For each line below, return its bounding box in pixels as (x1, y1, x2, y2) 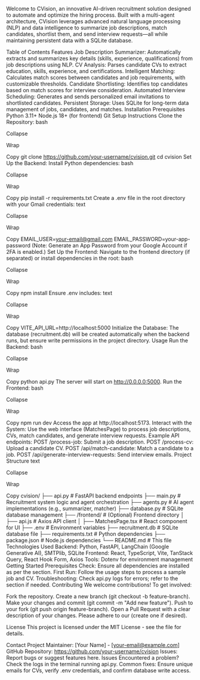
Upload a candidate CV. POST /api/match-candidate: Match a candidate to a (6, 445, 194, 451)
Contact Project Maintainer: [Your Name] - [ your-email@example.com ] (6, 642, 180, 648)
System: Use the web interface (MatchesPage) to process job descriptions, (6, 426, 191, 433)
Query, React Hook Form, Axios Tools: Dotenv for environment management (6, 556, 193, 563)
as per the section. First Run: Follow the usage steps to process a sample (6, 569, 186, 575)
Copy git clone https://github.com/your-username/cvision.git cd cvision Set (6, 153, 192, 160)
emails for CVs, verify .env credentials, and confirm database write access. (6, 667, 191, 674)
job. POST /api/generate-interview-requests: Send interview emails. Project (6, 451, 192, 458)
